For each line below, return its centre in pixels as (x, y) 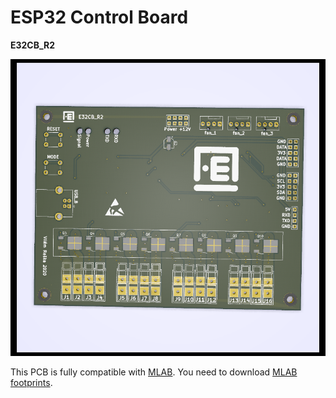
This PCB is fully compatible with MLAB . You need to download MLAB (154, 372)
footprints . (31, 382)
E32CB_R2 (33, 45)
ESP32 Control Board (99, 17)
